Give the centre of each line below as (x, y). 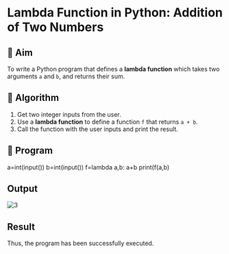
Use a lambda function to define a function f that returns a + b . (107, 122)
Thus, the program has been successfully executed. (81, 243)
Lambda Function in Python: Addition (115, 13)
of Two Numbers (56, 27)
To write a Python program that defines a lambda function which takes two (113, 69)
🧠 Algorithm (33, 98)
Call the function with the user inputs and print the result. (97, 129)
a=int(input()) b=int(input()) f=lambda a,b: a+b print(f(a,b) (88, 167)
